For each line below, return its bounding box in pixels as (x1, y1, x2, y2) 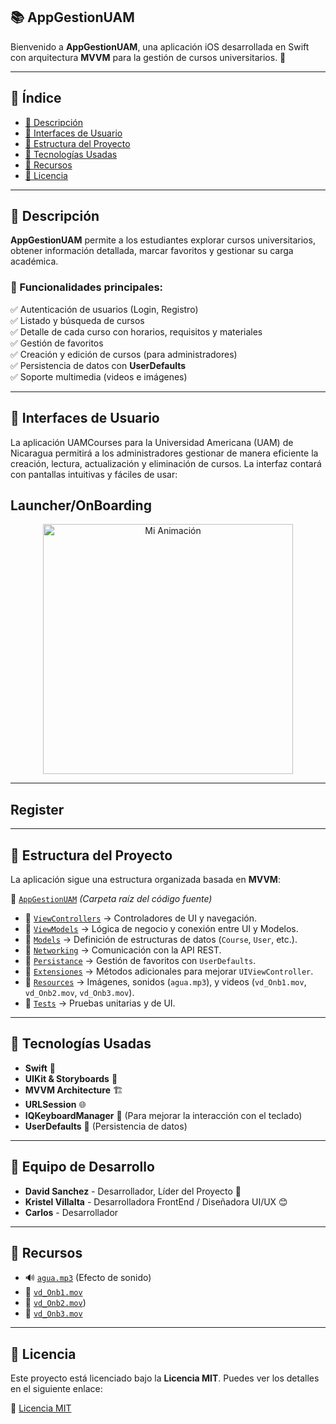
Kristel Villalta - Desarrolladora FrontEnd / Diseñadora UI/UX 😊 (24, 1195, 288, 1208)
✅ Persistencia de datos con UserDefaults (10, 359, 186, 371)
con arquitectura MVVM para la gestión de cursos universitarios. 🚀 (10, 51, 287, 63)
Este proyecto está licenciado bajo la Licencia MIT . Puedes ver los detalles (10, 1372, 320, 1384)
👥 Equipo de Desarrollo (10, 1159, 155, 1176)
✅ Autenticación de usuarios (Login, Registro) (10, 303, 199, 315)
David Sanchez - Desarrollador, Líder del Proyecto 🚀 (24, 1185, 242, 1197)
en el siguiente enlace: (10, 1383, 103, 1395)
